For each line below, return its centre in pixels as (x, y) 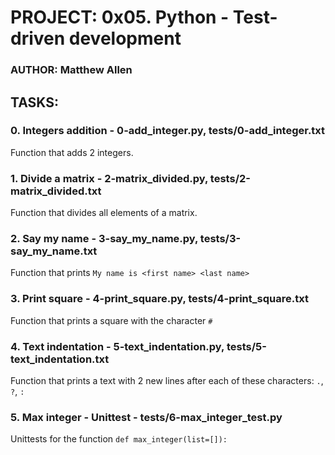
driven (38, 38)
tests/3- (220, 239)
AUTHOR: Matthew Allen (71, 70)
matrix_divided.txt (56, 191)
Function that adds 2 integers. (72, 152)
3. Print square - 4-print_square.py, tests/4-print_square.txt (159, 299)
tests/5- (246, 346)
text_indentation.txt (60, 359)
